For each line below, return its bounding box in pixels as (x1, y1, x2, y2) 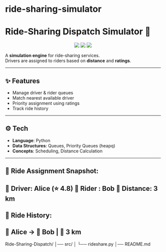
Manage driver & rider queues (12, 90, 73, 96)
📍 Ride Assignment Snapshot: (5, 167, 99, 176)
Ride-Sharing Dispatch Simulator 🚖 (5, 26, 151, 37)
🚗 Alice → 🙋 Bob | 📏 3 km (5, 228, 82, 236)
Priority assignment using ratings (12, 100, 80, 106)
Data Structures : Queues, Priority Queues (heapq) (12, 143, 116, 148)
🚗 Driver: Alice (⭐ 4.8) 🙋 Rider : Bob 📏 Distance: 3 (5, 184, 158, 193)
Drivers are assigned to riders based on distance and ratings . (5, 58, 131, 64)
